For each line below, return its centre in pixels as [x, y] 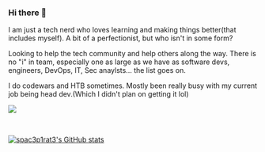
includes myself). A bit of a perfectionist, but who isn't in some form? [121, 38]
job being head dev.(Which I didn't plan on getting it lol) [98, 94]
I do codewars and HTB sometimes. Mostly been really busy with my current [133, 85]
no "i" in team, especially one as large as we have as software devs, [119, 62]
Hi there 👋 [28, 13]
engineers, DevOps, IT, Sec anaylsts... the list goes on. [97, 70]
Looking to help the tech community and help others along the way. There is [132, 54]
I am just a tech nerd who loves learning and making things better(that [122, 30]
